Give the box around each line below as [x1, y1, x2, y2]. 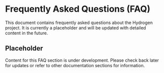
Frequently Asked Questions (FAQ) [5, 3, 151, 15]
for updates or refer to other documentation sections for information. [5, 62, 145, 68]
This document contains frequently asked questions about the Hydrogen [5, 20, 153, 25]
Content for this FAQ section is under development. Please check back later [5, 57, 159, 63]
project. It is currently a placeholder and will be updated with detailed [5, 24, 146, 30]
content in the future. [5, 30, 48, 36]
